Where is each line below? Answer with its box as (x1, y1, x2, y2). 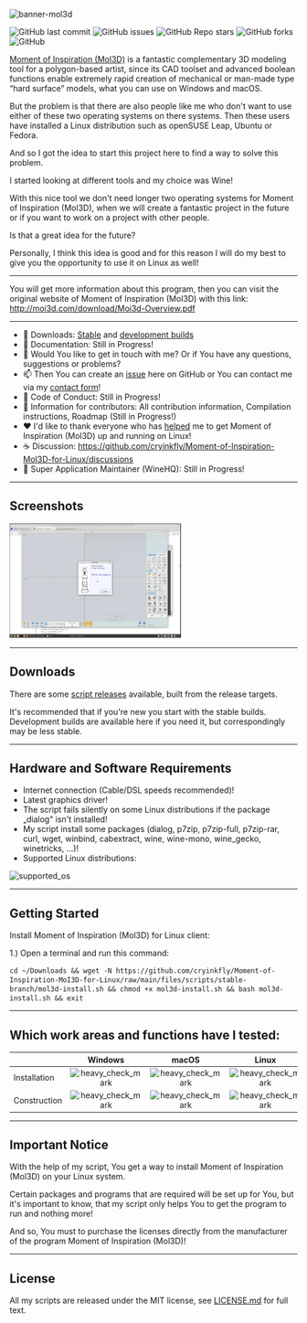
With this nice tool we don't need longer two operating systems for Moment (9, 193, 294, 203)
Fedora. (9, 130, 39, 141)
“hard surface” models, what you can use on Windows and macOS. (9, 83, 263, 93)
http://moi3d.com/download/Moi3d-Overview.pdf (9, 303, 196, 314)
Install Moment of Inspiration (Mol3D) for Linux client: (9, 930, 210, 941)
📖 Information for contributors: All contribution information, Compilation (22, 401, 291, 411)
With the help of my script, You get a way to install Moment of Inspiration (9, 1161, 283, 1172)
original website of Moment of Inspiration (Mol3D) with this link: (9, 293, 249, 304)
